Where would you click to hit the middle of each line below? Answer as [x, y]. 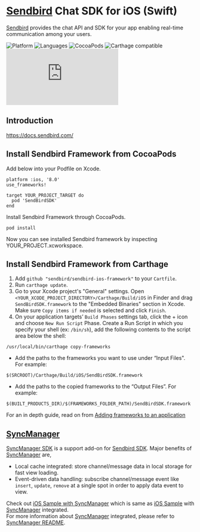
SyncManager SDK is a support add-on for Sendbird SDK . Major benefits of [99, 449]
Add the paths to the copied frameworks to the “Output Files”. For [96, 387]
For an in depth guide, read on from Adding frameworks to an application [96, 415]
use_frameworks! [26, 185]
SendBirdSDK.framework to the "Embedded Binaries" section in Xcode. [100, 304]
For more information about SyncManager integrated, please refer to [90, 516]
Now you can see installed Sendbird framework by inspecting [82, 239]
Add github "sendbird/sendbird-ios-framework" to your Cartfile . [96, 279]
